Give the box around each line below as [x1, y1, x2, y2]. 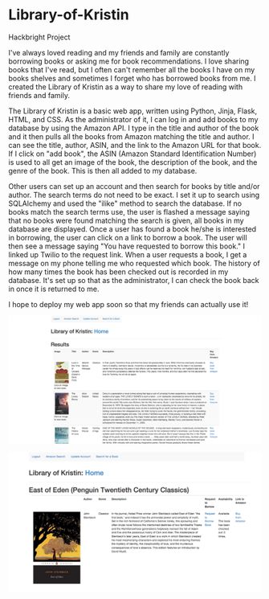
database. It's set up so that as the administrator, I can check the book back [8, 275, 259, 285]
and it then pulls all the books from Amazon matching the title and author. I [8, 131, 255, 142]
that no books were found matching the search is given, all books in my [8, 215, 244, 225]
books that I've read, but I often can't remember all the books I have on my [8, 64, 255, 74]
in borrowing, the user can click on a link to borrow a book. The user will [8, 232, 247, 242]
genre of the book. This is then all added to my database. [8, 166, 198, 175]
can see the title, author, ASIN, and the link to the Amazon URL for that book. [8, 140, 262, 150]
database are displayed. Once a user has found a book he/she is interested [8, 224, 257, 234]
